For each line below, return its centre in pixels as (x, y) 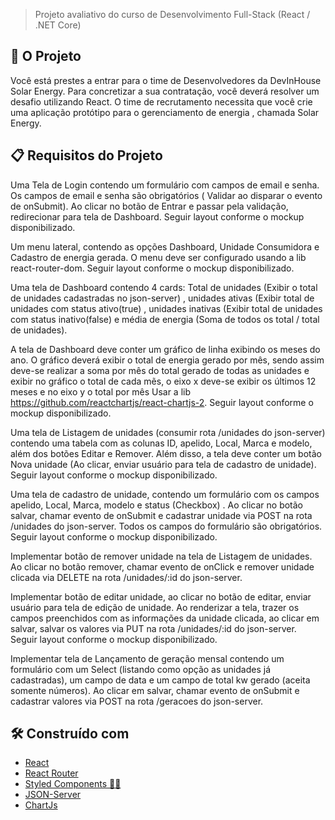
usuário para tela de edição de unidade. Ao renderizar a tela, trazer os (155, 607)
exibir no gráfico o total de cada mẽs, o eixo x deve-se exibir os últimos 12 (163, 381)
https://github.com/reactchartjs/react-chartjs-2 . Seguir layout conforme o (162, 402)
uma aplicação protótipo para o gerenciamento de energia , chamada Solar (165, 112)
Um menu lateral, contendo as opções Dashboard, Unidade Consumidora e (165, 246)
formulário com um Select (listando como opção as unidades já (140, 669)
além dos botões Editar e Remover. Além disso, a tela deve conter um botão (166, 453)
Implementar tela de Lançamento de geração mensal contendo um (147, 658)
